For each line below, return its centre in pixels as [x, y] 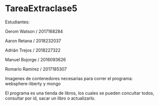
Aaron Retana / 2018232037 [33, 41]
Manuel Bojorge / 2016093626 [36, 59]
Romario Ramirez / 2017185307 [36, 69]
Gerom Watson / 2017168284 [34, 31]
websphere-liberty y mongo [33, 84]
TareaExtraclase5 [41, 9]
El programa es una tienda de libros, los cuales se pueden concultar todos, [80, 93]
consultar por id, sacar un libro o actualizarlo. [50, 98]
